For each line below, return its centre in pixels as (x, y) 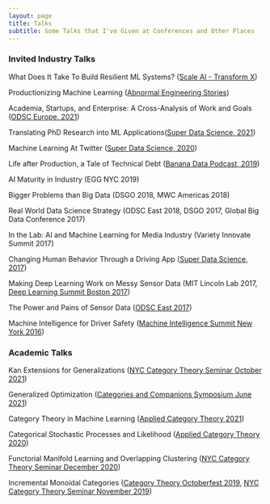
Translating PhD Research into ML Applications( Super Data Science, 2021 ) (132, 132)
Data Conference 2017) (47, 219)
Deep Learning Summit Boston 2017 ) (70, 292)
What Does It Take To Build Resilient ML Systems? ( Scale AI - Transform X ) (133, 77)
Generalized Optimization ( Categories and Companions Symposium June (130, 394)
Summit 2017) (31, 243)
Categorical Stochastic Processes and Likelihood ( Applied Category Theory (134, 434)
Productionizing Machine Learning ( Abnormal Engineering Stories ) (119, 92)
